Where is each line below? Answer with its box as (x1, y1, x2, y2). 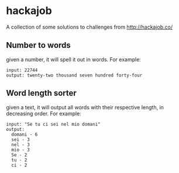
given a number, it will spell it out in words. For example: (6, 56, 142, 63)
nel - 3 (11, 141, 30, 147)
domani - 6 (11, 132, 38, 137)
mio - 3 (11, 147, 30, 153)
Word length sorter (6, 88, 77, 98)
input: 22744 (6, 67, 38, 73)
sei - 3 (11, 136, 30, 143)
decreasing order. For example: (6, 110, 82, 117)
